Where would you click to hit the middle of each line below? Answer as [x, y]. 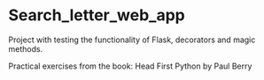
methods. [26, 48]
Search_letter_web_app [97, 15]
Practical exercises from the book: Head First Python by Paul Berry [130, 66]
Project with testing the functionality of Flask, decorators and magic [132, 40]
